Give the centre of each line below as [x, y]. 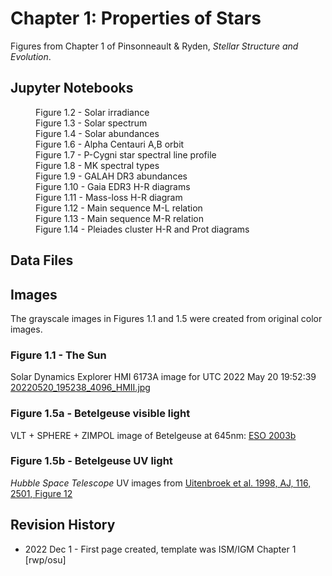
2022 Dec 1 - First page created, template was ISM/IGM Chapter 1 [160, 549]
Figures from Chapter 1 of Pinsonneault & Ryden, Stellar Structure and [154, 46]
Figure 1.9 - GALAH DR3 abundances [111, 176]
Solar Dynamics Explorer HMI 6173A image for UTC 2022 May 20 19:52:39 [163, 377]
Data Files [42, 260]
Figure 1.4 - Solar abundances [97, 133]
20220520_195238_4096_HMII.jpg [80, 388]
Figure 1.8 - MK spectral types [97, 165]
